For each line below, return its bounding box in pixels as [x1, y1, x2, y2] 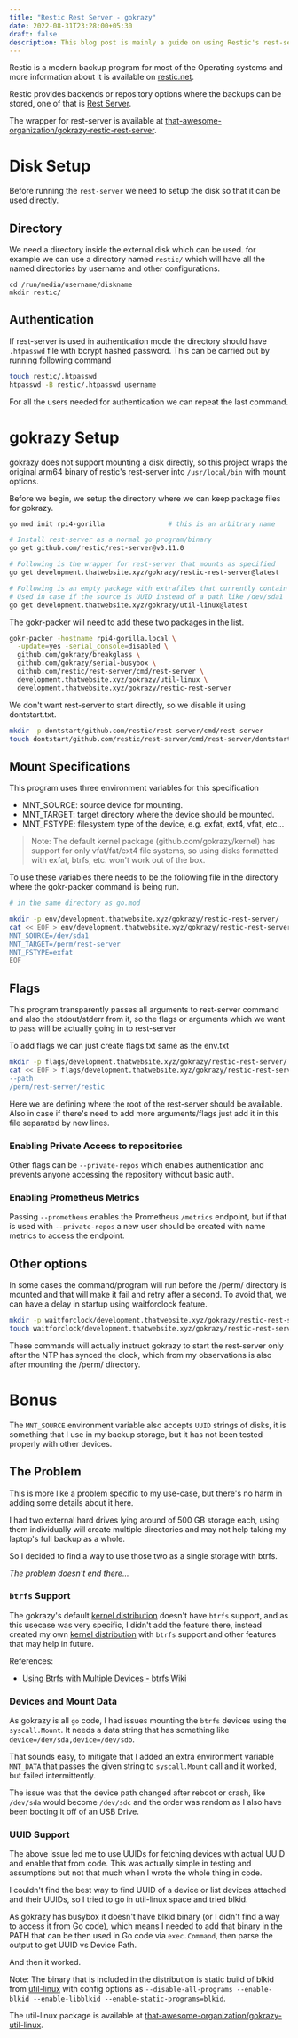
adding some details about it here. [9, 1497, 134, 1507]
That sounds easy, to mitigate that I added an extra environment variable [9, 1752, 275, 1762]
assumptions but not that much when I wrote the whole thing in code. [9, 1867, 263, 1878]
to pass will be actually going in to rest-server [9, 1023, 176, 1034]
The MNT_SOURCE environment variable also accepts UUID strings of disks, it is [9, 1419, 286, 1430]
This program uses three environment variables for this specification [9, 783, 260, 794]
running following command [9, 355, 112, 365]
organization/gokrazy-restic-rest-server [9, 125, 155, 136]
